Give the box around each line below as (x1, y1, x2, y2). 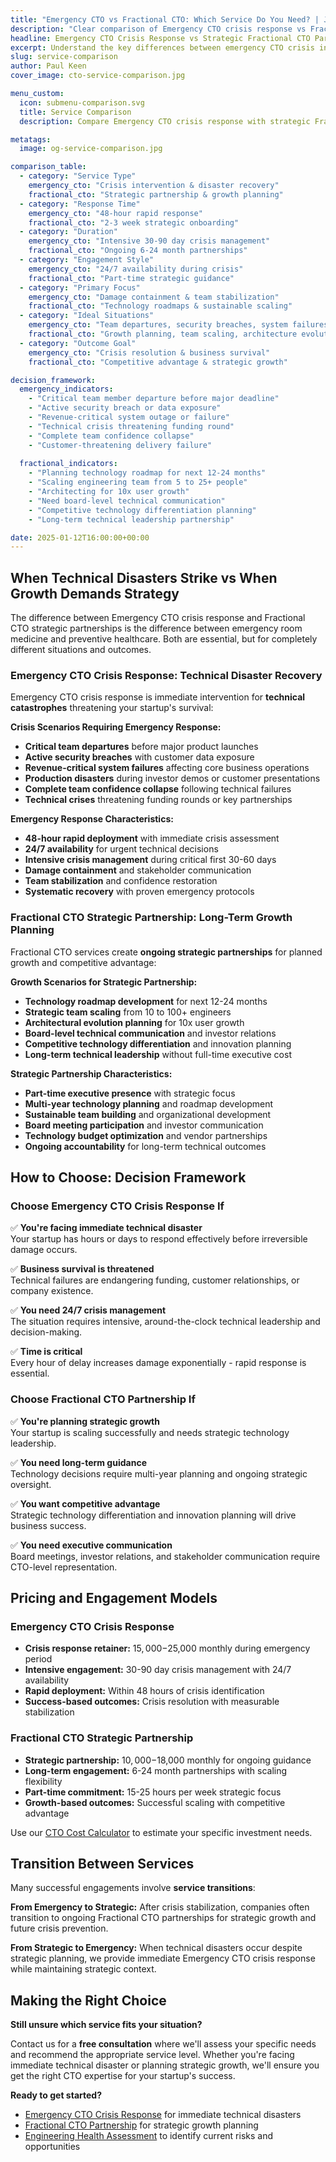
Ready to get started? (10, 2089, 102, 2101)
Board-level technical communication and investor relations (24, 1027, 277, 1039)
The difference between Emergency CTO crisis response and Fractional (10, 612, 306, 624)
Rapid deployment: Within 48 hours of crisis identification (24, 1685, 265, 1697)
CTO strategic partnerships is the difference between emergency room (10, 622, 303, 635)
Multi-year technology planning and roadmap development (24, 1097, 273, 1110)
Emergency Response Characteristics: (10, 813, 174, 825)
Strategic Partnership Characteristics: (10, 1067, 173, 1080)
